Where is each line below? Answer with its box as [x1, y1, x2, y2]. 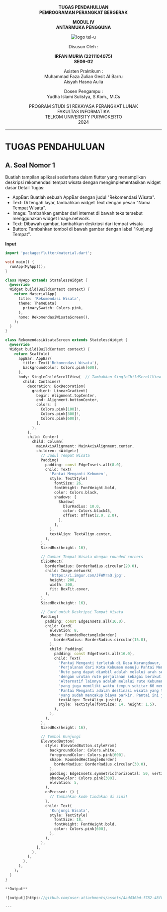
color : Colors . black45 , [63, 508, 112, 513]
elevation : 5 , [49, 780, 79, 785]
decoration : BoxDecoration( [27, 384, 85, 389]
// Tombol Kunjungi [40, 734, 81, 739]
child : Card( [45, 623, 72, 628]
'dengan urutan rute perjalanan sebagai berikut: [58, 674, 164, 679]
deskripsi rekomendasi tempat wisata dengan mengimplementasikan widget [5, 179, 161, 185]
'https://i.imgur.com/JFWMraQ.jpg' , [49, 573, 126, 578]
